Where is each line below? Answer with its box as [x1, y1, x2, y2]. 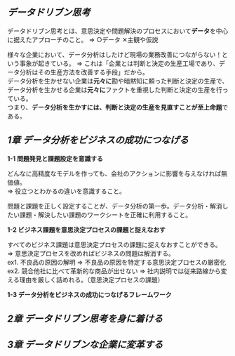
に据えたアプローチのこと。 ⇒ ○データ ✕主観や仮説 [7, 35, 159, 44]
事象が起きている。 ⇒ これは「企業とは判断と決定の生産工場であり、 [19, 59, 220, 67]
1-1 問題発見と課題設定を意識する [7, 154, 103, 163]
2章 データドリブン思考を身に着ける [7, 313, 163, 325]
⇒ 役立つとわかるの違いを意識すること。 [7, 187, 126, 195]
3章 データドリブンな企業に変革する [7, 339, 163, 351]
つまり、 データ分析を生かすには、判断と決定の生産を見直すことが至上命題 [7, 103, 222, 111]
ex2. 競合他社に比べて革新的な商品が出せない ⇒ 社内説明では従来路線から [7, 266, 221, 275]
